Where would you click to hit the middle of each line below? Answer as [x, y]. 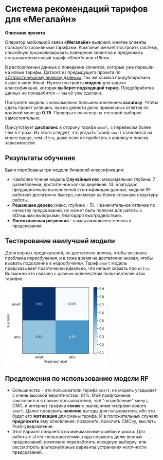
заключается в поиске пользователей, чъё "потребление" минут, [80, 401]
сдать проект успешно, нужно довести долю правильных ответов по [77, 107]
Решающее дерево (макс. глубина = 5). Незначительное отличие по [84, 205]
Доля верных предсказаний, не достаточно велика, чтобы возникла [76, 253]
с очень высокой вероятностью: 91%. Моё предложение [71, 395]
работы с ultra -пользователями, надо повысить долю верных [77, 437]
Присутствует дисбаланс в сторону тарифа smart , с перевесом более [78, 127]
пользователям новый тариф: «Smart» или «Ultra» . [58, 57]
